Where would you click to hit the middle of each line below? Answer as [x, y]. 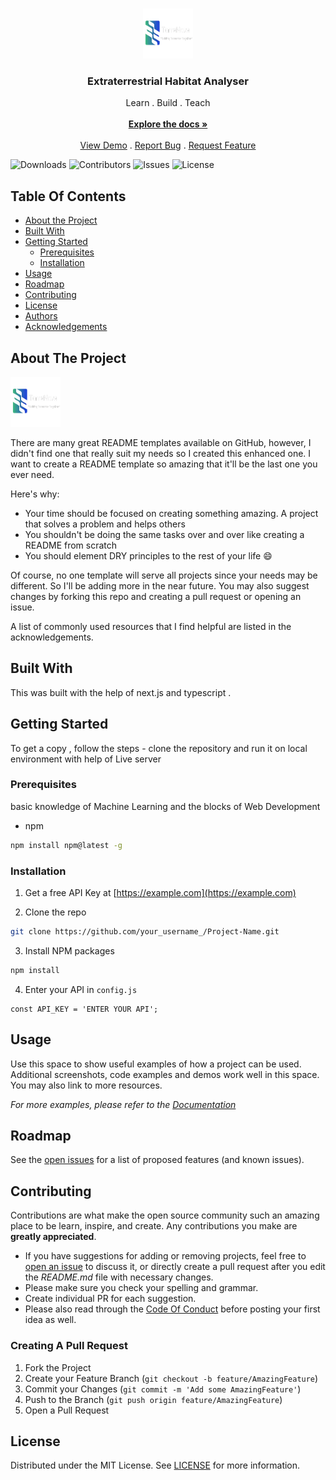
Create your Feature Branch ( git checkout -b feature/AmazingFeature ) [171, 1378]
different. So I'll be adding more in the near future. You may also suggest [160, 585]
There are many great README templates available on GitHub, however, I [161, 442]
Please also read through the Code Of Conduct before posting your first [172, 1309]
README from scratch [71, 545]
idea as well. [50, 1320]
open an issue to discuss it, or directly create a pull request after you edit [175, 1267]
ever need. [32, 474]
